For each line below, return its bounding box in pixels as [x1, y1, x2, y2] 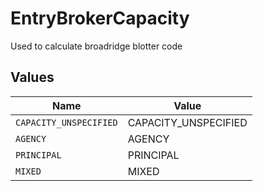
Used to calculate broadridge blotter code [10, 40, 183, 52]
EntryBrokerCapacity [10, 7, 190, 30]
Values [10, 69, 55, 86]
